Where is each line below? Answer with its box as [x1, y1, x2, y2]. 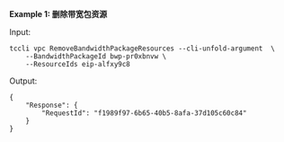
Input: [9, 27, 31, 37]
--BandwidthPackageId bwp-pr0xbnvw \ [25, 52, 167, 61]
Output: [9, 75, 38, 86]
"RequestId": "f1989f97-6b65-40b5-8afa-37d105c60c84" [41, 109, 247, 118]
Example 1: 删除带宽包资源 [9, 9, 108, 19]
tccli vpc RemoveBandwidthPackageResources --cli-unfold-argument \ [9, 44, 276, 53]
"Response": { [25, 101, 78, 110]
